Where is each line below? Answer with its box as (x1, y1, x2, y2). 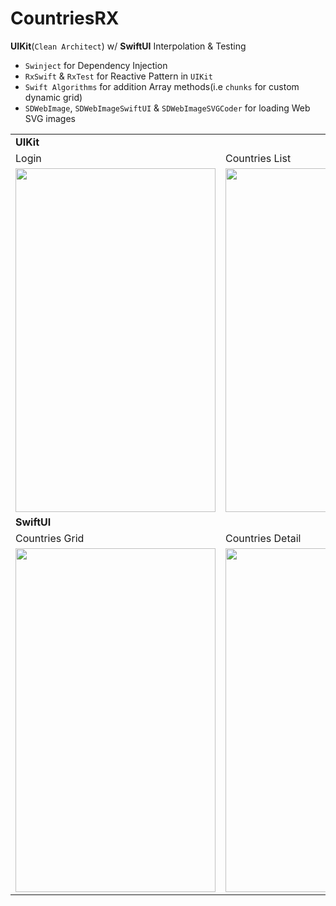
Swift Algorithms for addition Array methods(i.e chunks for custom (24, 80, 300, 92)
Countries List (225, 151, 292, 165)
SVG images (24, 112, 77, 124)
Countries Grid (15, 531, 85, 545)
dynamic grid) (24, 91, 83, 103)
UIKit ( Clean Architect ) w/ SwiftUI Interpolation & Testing (10, 40, 247, 52)
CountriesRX (10, 7, 120, 30)
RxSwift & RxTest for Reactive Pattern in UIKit (24, 70, 213, 82)
